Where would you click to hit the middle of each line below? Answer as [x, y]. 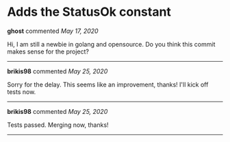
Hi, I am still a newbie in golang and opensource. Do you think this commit [111, 44]
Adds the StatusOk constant [89, 12]
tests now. [22, 92]
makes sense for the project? [48, 51]
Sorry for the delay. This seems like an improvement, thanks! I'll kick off [108, 84]
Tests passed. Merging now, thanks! [58, 125]
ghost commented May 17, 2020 [53, 31]
